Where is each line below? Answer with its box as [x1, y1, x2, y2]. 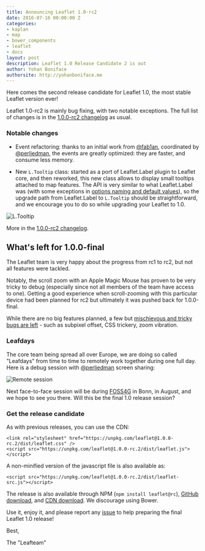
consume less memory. [15, 156, 75, 163]
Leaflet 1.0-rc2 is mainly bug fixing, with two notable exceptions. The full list [6, 107, 198, 114]
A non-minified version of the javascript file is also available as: [6, 462, 166, 469]
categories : [6, 20, 37, 26]
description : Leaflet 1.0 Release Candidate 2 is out [6, 60, 147, 66]
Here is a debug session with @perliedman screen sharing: [6, 364, 155, 371]
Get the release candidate [6, 409, 84, 418]
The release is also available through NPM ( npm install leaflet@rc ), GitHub [6, 490, 199, 498]
